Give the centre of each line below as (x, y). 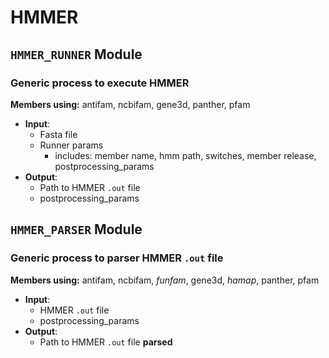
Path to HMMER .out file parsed (106, 342)
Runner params (71, 145)
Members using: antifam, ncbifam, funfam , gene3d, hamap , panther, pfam (165, 280)
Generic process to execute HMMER (100, 83)
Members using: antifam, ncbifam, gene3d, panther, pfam (130, 104)
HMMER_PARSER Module (76, 229)
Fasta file (58, 134)
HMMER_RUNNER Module (76, 54)
